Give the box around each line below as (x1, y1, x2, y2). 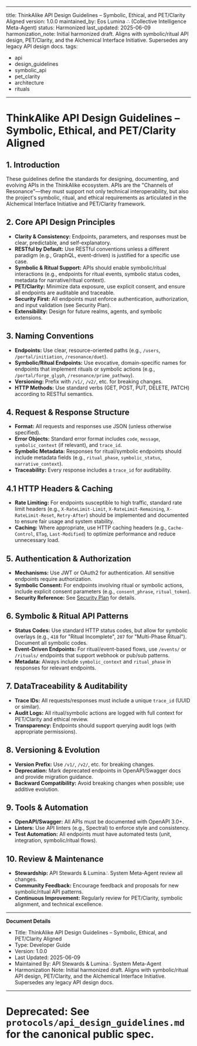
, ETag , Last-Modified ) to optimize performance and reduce (33, 530, 176, 537)
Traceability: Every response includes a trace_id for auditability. (14, 466, 172, 473)
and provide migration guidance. (14, 773, 94, 780)
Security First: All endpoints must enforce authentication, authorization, (14, 295, 189, 302)
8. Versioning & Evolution (6, 745, 100, 755)
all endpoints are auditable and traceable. (14, 289, 116, 296)
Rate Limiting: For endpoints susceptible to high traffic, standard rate (14, 499, 182, 506)
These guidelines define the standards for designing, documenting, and (6, 176, 179, 182)
